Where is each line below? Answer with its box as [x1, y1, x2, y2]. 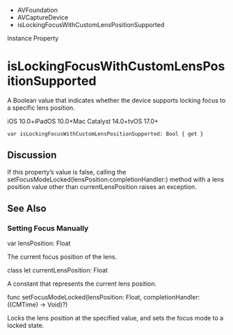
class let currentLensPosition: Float [7, 266, 108, 275]
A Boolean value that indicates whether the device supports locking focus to [7, 96, 226, 104]
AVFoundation [17, 6, 58, 14]
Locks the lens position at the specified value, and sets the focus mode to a [7, 314, 224, 322]
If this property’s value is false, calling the [7, 167, 127, 176]
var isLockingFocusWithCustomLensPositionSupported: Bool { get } [7, 130, 204, 138]
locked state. [7, 321, 45, 329]
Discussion [7, 149, 57, 161]
